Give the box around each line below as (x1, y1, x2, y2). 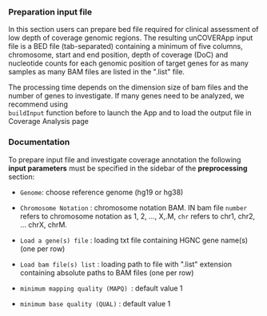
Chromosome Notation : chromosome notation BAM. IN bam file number (19, 202, 248, 212)
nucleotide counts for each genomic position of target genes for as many (8, 58, 249, 68)
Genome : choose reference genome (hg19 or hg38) (19, 187, 184, 197)
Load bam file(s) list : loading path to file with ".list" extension (19, 259, 233, 269)
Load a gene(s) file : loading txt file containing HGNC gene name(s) (19, 235, 249, 245)
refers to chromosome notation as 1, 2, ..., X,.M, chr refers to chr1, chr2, (19, 211, 256, 221)
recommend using (8, 99, 68, 110)
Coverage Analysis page (8, 117, 90, 126)
